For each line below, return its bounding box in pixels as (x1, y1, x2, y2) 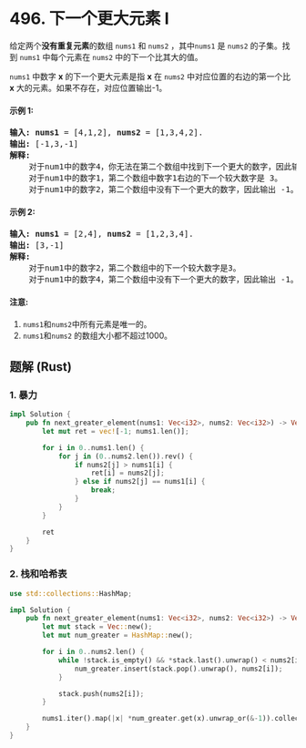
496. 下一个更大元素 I (9, 8, 170, 29)
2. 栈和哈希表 (9, 568, 67, 580)
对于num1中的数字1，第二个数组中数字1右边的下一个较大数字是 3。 (28, 173, 283, 183)
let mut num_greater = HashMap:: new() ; (42, 630, 194, 640)
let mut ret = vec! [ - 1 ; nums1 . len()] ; (42, 426, 189, 435)
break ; (90, 486, 117, 495)
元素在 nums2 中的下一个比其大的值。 (66, 51, 203, 62)
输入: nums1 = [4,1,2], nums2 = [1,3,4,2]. (9, 128, 203, 138)
